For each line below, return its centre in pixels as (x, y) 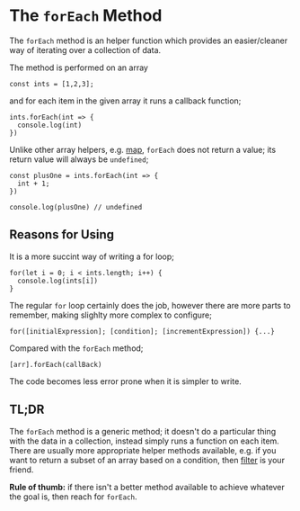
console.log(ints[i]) (58, 281)
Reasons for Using (62, 235)
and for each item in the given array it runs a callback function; (125, 101)
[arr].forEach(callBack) (56, 364)
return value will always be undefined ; (79, 159)
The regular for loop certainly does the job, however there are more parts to (150, 305)
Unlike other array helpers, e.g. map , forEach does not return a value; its (143, 149)
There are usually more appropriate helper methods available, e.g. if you (143, 450)
